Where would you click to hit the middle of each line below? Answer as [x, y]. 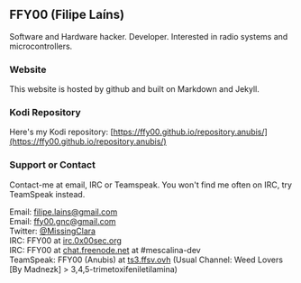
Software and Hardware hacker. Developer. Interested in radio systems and [149, 36]
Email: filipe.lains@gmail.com [64, 212]
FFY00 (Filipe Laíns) [67, 15]
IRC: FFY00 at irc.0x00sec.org [65, 240]
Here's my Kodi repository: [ [62, 132]
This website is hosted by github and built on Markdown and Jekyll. [134, 89]
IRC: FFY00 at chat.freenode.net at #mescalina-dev [105, 250]
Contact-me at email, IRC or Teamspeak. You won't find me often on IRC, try [151, 185]
